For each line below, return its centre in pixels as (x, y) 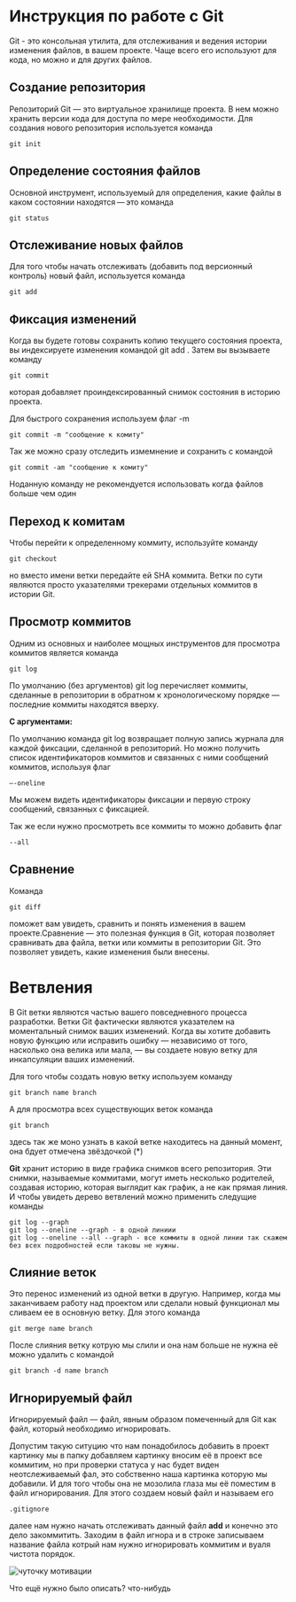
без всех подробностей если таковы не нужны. (94, 1245)
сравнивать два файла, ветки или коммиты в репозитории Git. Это (135, 942)
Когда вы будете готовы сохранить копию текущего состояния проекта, (146, 341)
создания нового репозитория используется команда (111, 128)
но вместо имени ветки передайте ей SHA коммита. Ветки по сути (136, 575)
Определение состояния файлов (105, 171)
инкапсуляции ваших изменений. (72, 1059)
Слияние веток (53, 1272)
